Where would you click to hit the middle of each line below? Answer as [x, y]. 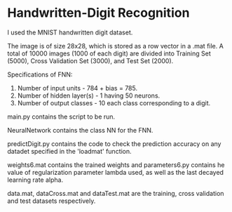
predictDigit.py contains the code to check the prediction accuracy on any [114, 144]
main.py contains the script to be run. [61, 117]
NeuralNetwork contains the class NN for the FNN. [80, 130]
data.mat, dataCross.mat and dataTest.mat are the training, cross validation [116, 193]
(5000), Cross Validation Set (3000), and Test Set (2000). [90, 60]
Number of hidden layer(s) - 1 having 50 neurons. [89, 95]
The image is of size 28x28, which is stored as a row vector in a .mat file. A [116, 46]
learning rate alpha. [35, 180]
